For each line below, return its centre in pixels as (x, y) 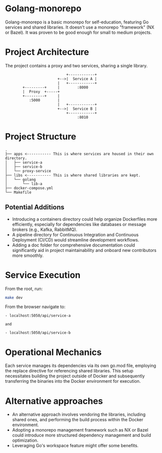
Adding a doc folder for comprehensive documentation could (73, 245)
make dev (14, 298)
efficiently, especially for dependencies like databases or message (79, 224)
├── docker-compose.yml (29, 188)
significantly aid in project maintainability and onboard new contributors (84, 250)
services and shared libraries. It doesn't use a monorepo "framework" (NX (80, 27)
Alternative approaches (54, 401)
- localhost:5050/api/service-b (38, 333)
